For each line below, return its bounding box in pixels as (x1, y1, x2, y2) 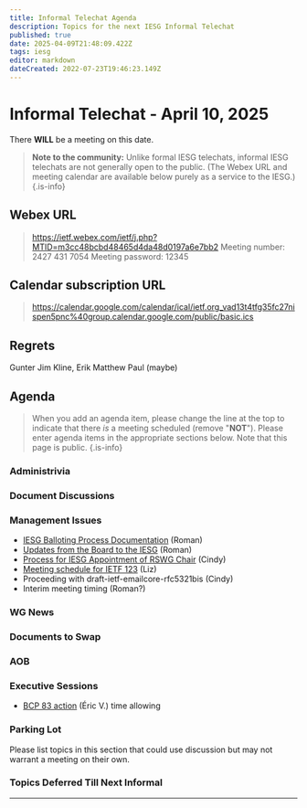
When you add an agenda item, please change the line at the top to (31, 413, 285, 424)
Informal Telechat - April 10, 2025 (9, 104, 270, 124)
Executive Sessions (9, 679, 99, 692)
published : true (9, 30, 71, 39)
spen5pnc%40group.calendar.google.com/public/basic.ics (31, 312, 254, 323)
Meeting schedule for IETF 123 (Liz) (22, 564, 157, 575)
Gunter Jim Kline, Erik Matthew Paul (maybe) (9, 362, 178, 373)
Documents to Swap (9, 631, 101, 643)
